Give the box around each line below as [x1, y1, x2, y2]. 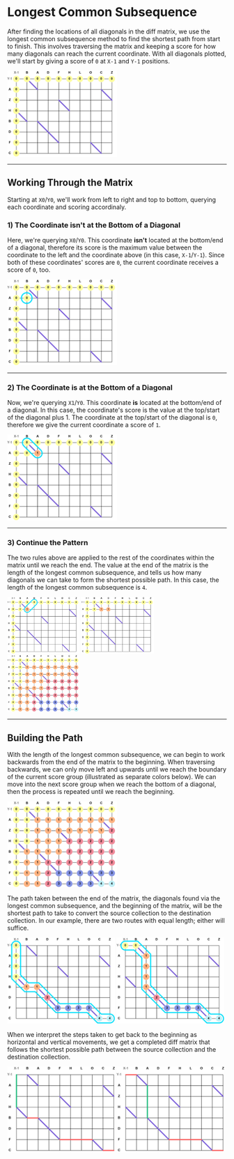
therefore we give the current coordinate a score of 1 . [7, 421, 162, 429]
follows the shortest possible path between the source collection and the [7, 1045, 217, 1053]
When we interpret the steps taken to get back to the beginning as [7, 1030, 197, 1038]
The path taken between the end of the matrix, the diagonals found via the [7, 893, 221, 903]
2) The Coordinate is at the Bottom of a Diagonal [7, 383, 173, 392]
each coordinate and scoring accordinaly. [7, 203, 127, 211]
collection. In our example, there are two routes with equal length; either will [7, 916, 225, 924]
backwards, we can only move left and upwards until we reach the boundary [7, 765, 227, 774]
